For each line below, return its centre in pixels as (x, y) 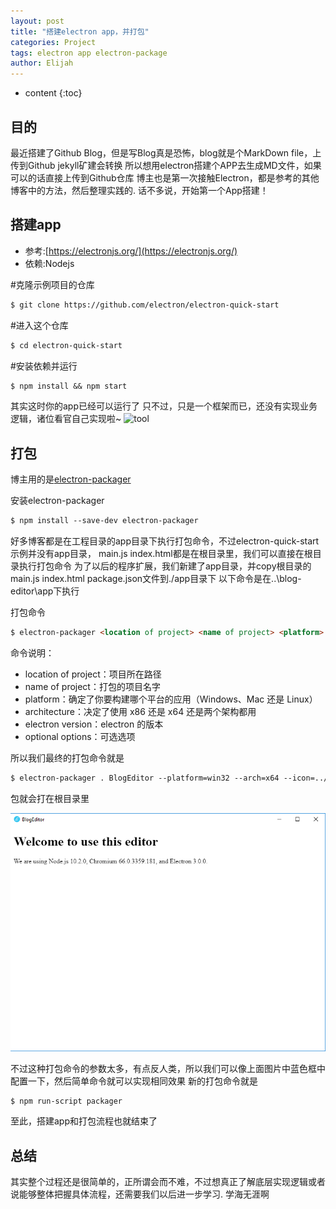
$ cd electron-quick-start (66, 345)
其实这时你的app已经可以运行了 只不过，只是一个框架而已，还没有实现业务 (164, 406)
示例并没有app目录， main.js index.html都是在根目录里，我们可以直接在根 (161, 554)
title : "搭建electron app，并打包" (80, 31)
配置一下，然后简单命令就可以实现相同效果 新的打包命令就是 (134, 1081)
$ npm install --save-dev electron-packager (104, 521)
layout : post (37, 21)
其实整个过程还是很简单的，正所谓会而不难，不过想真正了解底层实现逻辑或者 (168, 1182)
